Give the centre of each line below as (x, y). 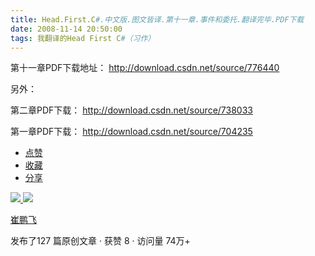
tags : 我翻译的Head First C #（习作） (83, 38)
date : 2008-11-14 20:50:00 (66, 29)
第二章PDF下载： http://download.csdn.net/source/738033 (131, 110)
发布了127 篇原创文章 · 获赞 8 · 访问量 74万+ (100, 241)
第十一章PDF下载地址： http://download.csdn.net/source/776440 (145, 68)
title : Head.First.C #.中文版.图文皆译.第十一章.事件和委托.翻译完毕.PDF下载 (157, 19)
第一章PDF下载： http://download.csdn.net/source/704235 (131, 132)
